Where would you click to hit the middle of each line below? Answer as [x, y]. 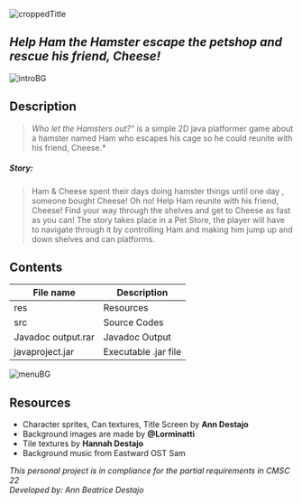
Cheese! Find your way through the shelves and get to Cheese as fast [161, 210]
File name [54, 293]
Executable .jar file [142, 352]
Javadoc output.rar [54, 337]
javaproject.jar [44, 352]
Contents [36, 267]
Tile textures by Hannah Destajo [83, 443]
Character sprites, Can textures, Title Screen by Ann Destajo [136, 425]
